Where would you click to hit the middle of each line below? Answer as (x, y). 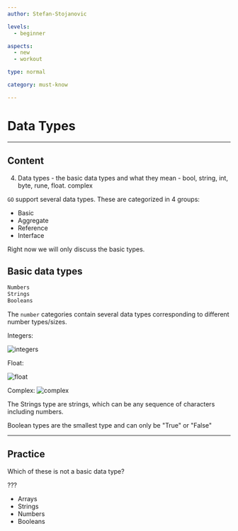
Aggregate (33, 220)
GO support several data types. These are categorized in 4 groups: (104, 199)
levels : (19, 27)
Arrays (27, 498)
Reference (33, 228)
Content (26, 161)
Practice (26, 454)
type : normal (27, 72)
